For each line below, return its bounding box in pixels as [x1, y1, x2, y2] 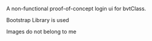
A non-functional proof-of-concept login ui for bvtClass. [6, 5, 147, 12]
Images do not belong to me [6, 28, 77, 35]
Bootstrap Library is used [6, 17, 70, 23]
